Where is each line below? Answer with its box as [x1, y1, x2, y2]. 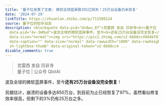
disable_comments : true [5, 48, 54, 53]
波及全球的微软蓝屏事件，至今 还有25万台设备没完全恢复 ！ [5, 79, 122, 85]
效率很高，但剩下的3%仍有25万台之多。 [5, 95, 86, 101]
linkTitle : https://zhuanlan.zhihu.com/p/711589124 [5, 16, 112, 21]
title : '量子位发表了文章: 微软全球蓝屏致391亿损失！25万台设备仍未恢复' [5, 7, 138, 12]
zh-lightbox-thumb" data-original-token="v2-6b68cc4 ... [9, 44, 128, 49]
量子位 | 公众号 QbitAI [17, 68, 61, 74]
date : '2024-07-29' [5, 12, 45, 17]
